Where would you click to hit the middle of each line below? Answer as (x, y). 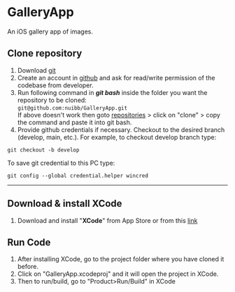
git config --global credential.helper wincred (78, 175)
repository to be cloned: (52, 100)
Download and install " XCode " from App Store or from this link (107, 220)
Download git (36, 70)
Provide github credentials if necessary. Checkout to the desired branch (121, 129)
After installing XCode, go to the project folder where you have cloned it (121, 259)
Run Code (29, 242)
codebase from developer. (55, 85)
